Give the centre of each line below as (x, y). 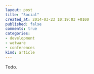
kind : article (20, 52)
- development (20, 39)
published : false (23, 24)
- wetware (16, 43)
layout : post (19, 10)
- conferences (20, 48)
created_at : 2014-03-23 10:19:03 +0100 (47, 19)
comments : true (21, 29)
